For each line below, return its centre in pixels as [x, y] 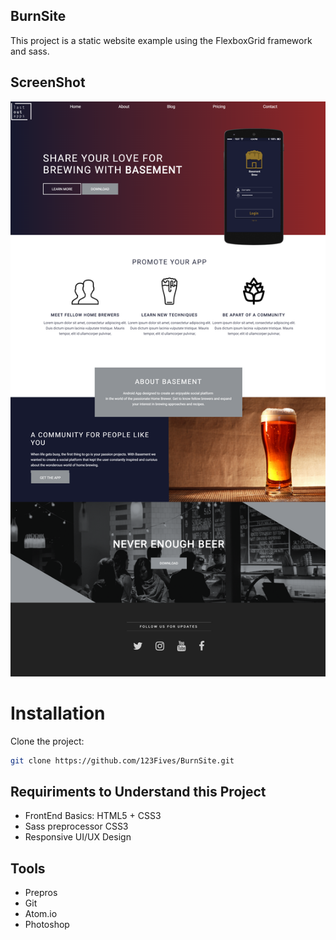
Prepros [41, 893]
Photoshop [47, 925]
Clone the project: [47, 741]
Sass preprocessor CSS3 [76, 826]
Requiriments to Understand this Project [138, 791]
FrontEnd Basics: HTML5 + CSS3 [93, 816]
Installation [58, 713]
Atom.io [41, 914]
